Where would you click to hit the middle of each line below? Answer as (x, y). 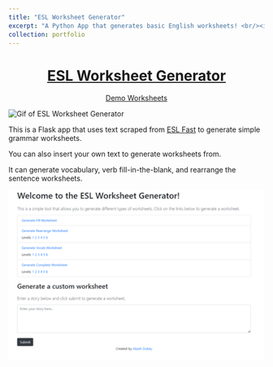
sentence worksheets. (45, 178)
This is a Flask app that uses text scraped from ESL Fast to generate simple (134, 129)
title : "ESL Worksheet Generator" (67, 17)
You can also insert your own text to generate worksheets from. (115, 154)
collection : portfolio (47, 34)
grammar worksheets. (45, 138)
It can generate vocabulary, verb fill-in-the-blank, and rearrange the (122, 170)
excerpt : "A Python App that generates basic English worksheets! (123, 26)
